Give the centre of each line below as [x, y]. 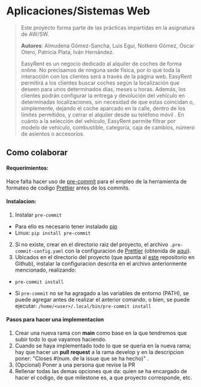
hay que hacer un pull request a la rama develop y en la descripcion [99, 352]
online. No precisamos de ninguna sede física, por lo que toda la [100, 70]
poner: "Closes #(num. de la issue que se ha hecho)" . [82, 358]
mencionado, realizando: [46, 270]
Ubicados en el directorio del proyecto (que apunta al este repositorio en [105, 257]
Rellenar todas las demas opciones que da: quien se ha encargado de [101, 371]
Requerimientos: [28, 168]
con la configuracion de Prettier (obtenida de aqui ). [128, 251]
